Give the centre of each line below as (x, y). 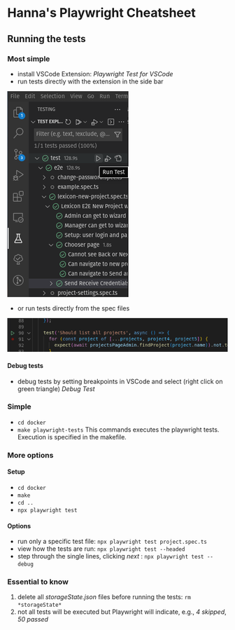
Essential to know (38, 582)
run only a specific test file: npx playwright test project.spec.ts (112, 542)
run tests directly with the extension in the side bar (90, 81)
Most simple (29, 59)
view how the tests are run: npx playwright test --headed (101, 549)
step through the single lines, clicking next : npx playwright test (111, 556)
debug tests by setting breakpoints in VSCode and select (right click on (120, 381)
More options (30, 455)
